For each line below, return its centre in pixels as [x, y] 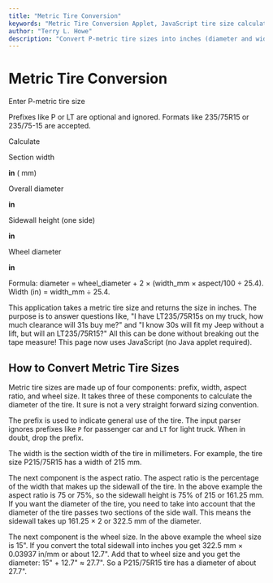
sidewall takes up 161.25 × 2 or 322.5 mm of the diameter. [105, 521]
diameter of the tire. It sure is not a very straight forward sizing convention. [134, 405]
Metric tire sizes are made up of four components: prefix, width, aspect [128, 387]
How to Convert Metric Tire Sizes [94, 368]
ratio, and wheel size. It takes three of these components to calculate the [130, 396]
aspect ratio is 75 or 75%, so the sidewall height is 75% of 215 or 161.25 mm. [136, 495]
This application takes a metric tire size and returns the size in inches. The [133, 308]
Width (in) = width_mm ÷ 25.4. [59, 292]
